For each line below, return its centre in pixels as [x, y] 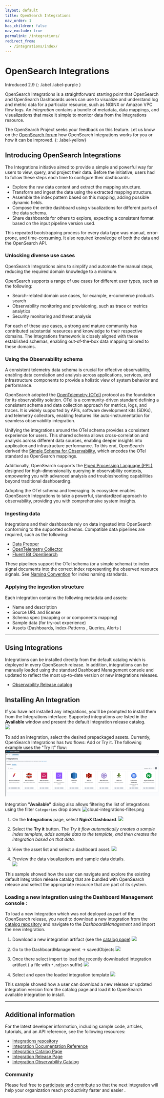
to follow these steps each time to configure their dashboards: [68, 177]
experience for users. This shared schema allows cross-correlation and [77, 435]
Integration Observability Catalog [45, 1062]
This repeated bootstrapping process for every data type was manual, [75, 232]
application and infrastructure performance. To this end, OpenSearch [74, 446]
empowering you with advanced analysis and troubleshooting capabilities [79, 476]
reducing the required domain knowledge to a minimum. [61, 271]
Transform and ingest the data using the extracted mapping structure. [82, 192]
